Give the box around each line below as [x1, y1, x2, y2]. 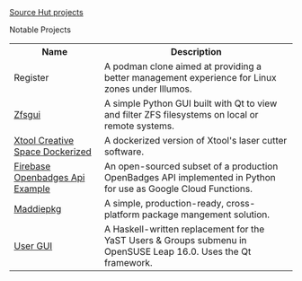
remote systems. [103, 119, 175, 132]
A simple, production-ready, [103, 198, 225, 209]
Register [13, 72, 49, 83]
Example [13, 182, 51, 195]
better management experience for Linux [103, 72, 277, 83]
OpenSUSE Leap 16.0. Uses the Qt [103, 245, 252, 258]
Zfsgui [13, 109, 41, 120]
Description [170, 46, 222, 57]
